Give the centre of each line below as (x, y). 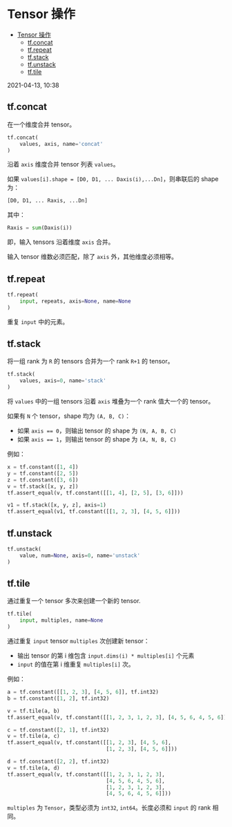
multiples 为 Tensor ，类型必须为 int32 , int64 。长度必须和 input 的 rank (109, 808)
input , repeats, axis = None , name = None (75, 301)
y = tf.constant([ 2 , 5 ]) (43, 473)
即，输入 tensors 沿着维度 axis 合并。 (61, 242)
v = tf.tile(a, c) (33, 736)
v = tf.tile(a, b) (33, 711)
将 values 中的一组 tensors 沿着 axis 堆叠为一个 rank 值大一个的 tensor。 (111, 401)
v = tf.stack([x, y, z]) (43, 486)
